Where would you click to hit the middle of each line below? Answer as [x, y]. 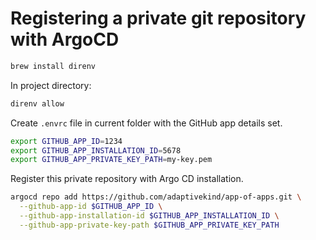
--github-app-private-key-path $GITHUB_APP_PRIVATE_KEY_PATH [149, 225]
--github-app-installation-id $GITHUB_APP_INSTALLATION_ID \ [149, 216]
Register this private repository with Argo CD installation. [127, 179]
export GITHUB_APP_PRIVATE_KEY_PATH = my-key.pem [111, 160]
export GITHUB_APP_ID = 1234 [66, 141]
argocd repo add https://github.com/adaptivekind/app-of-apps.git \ [156, 197]
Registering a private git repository [158, 18]
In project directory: [51, 85]
